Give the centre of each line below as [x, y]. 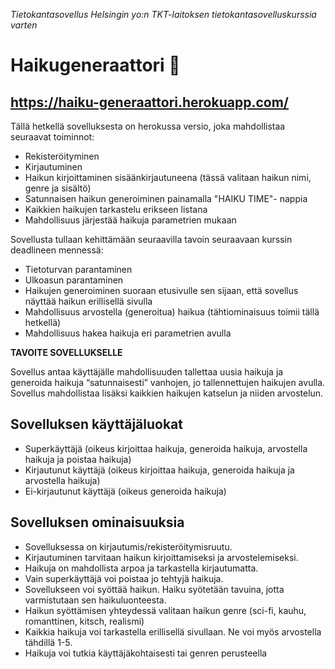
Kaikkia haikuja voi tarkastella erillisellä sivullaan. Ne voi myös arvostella [173, 631]
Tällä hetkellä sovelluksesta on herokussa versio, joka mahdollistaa [148, 126]
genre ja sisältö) [58, 188]
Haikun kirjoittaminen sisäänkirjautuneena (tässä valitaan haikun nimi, [168, 177]
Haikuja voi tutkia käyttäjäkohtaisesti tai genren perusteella [146, 653]
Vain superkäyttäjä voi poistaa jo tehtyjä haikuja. [124, 578]
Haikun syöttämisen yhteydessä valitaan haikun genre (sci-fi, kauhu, [165, 610]
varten [24, 25]
